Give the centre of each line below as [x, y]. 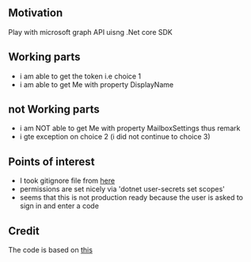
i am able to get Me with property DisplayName [97, 84]
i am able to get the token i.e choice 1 [80, 76]
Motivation [36, 13]
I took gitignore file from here [67, 180]
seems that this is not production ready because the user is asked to [131, 198]
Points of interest [51, 161]
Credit [24, 231]
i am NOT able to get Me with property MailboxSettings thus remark [130, 128]
